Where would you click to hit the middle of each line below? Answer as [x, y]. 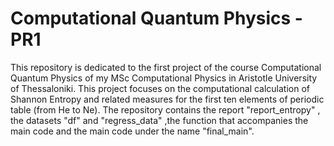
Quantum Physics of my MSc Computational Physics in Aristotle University [164, 78]
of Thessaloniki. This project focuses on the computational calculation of [160, 88]
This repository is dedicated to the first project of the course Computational [166, 67]
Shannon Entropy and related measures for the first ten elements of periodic [167, 99]
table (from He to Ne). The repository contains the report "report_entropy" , [165, 109]
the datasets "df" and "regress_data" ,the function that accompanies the [159, 120]
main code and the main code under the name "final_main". [132, 131]
